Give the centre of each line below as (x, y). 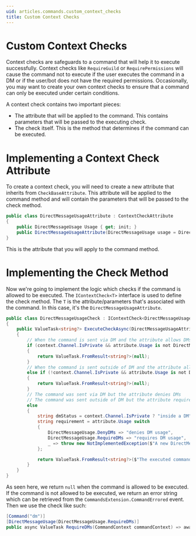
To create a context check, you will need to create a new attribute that (90, 187)
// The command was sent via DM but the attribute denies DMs (104, 394)
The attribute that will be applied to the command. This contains (91, 116)
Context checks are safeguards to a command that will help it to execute (93, 62)
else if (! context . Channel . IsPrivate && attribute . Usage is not (107, 373)
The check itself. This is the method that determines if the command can (102, 128)
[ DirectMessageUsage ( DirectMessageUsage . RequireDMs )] (73, 521)
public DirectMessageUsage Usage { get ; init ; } (77, 227)
